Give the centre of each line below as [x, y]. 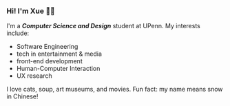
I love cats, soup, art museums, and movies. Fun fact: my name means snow [115, 89]
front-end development [50, 61]
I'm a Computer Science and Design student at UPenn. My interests [104, 26]
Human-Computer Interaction [58, 69]
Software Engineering [47, 47]
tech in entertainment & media [59, 54]
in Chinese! [22, 96]
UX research [34, 76]
